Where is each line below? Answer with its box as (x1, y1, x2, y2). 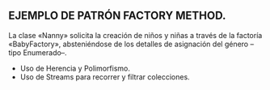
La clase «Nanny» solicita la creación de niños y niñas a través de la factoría (8, 30, 263, 40)
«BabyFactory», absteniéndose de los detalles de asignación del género (8, 39, 249, 49)
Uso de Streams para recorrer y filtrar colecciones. (19, 71, 190, 82)
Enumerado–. (23, 47, 67, 58)
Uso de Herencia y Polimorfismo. (19, 63, 131, 73)
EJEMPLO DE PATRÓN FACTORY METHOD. (8, 9, 226, 23)
